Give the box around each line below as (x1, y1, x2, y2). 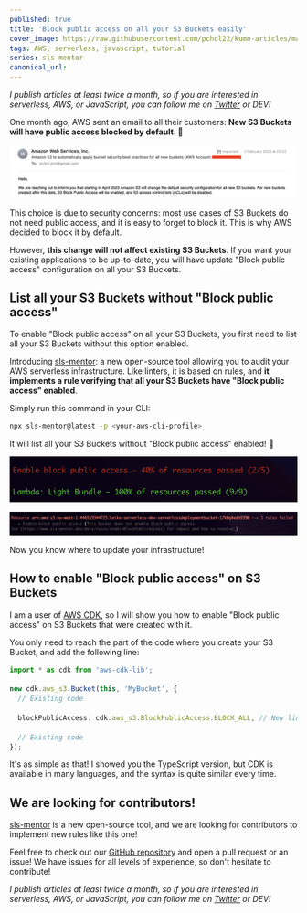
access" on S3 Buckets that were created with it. (9, 619, 193, 630)
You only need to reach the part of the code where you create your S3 (9, 636, 274, 648)
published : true (9, 15, 71, 24)
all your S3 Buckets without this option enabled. (9, 338, 189, 349)
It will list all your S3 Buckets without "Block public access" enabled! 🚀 (9, 439, 274, 450)
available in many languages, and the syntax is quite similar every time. (9, 769, 277, 780)
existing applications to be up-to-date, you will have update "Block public (9, 254, 286, 265)
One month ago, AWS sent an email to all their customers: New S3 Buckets (9, 117, 292, 127)
